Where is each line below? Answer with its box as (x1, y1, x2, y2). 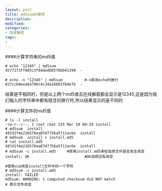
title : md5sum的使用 (5, 12, 45, 17)
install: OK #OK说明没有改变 (5, 154, 113, 159)
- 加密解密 (5, 30, 25, 35)
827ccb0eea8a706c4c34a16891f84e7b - (5, 82, 83, 87)
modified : (5, 21, 26, 26)
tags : (5, 35, 16, 40)
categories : (5, 26, 30, 31)
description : (5, 16, 32, 21)
